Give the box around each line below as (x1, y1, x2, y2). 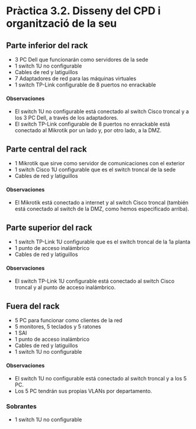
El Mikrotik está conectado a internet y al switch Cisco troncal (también (14, 199, 189, 206)
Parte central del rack (6, 144, 87, 154)
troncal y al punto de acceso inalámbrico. (14, 284, 116, 291)
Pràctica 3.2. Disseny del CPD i (6, 4, 161, 18)
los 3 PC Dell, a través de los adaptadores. (14, 114, 118, 121)
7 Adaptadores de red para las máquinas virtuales (14, 75, 137, 82)
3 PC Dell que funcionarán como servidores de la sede (14, 56, 149, 63)
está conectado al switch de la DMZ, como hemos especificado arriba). (14, 206, 189, 213)
